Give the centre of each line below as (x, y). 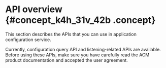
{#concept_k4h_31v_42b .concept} (80, 20)
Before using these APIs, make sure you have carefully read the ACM (77, 55)
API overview (34, 9)
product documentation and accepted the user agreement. (67, 60)
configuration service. (28, 40)
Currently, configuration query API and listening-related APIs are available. (83, 49)
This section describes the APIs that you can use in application (71, 34)
